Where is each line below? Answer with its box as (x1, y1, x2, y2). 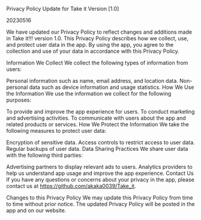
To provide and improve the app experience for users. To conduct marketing (6, 108, 195, 115)
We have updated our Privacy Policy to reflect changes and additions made (6, 28, 193, 35)
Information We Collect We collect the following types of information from (6, 60, 188, 66)
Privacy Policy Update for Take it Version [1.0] (6, 5, 119, 12)
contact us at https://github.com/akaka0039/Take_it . (6, 183, 136, 189)
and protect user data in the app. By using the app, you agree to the (6, 41, 174, 48)
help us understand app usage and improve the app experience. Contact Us (6, 170, 194, 177)
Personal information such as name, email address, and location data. (6, 78, 179, 84)
